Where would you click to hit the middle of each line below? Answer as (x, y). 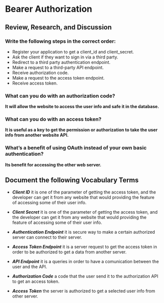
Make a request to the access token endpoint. (58, 78)
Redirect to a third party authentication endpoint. (61, 62)
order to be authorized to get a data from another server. (69, 252)
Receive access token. (35, 83)
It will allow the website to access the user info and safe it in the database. (82, 107)
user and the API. (30, 267)
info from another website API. (37, 135)
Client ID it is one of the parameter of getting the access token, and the (84, 192)
